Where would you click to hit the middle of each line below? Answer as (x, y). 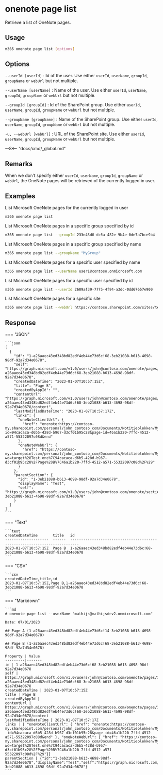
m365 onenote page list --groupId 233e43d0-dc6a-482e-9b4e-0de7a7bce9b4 (80, 235)
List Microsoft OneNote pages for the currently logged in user (67, 208)
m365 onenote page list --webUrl (39, 308)
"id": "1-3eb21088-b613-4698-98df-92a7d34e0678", (69, 480)
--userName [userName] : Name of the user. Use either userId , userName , (76, 90)
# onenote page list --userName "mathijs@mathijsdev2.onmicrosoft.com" (79, 614)
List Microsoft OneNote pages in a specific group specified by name (73, 244)
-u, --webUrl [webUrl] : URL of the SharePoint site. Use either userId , (75, 134)
